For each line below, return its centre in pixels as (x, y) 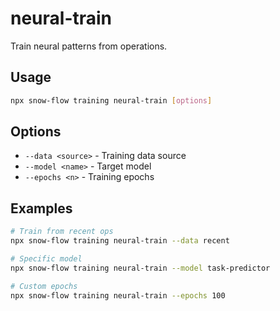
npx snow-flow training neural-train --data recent (120, 241)
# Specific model (46, 259)
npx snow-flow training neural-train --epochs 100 (118, 295)
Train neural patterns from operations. (89, 46)
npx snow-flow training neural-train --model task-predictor (140, 268)
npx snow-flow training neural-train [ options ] (111, 100)
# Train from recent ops (62, 232)
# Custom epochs (44, 286)
